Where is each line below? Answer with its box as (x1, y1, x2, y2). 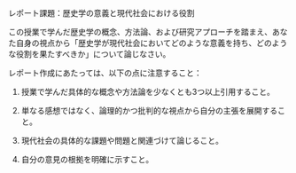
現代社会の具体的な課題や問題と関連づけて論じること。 (20, 136, 223, 145)
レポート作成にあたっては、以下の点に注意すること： (8, 67, 203, 78)
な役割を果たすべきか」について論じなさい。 (8, 49, 171, 59)
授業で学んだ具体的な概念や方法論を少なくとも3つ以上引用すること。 (20, 87, 276, 97)
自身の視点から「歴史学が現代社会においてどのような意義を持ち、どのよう (15, 38, 288, 48)
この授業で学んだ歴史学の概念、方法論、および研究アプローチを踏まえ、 (8, 27, 272, 37)
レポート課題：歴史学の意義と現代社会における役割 (8, 8, 195, 18)
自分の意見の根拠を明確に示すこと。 (20, 154, 154, 164)
